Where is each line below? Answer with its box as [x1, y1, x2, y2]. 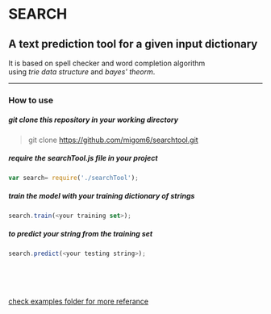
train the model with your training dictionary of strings [8, 191, 195, 201]
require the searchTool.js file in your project [8, 153, 159, 163]
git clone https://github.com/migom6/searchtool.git [27, 135, 199, 144]
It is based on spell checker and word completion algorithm [8, 58, 206, 68]
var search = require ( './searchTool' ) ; [8, 174, 139, 182]
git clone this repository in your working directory [8, 115, 179, 124]
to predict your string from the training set [8, 229, 153, 239]
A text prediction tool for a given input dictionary [8, 37, 258, 51]
